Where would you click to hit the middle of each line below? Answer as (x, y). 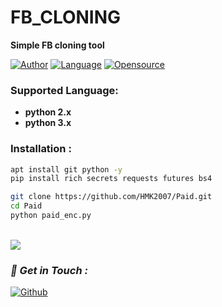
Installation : (41, 149)
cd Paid (26, 206)
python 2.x (48, 112)
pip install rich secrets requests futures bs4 (111, 179)
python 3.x (48, 123)
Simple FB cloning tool (57, 45)
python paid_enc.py (51, 216)
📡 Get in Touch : (49, 270)
